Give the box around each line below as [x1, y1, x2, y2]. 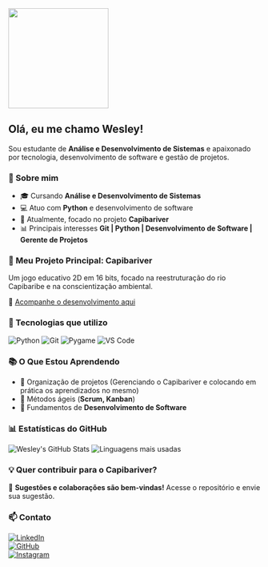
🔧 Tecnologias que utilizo [8, 317, 108, 328]
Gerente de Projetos [19, 235, 88, 245]
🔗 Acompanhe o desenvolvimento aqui [8, 297, 136, 307]
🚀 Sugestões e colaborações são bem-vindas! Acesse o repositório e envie [8, 482, 261, 492]
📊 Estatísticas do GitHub [8, 423, 107, 434]
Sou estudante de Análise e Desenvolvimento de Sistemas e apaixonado [8, 143, 251, 153]
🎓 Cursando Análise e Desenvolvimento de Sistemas [19, 191, 202, 201]
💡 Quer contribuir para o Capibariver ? [8, 464, 158, 476]
